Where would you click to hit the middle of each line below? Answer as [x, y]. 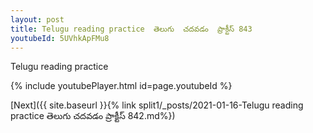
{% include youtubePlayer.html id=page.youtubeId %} [121, 86]
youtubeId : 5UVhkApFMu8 [60, 38]
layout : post [37, 19]
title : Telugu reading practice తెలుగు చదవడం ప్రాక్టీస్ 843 [131, 29]
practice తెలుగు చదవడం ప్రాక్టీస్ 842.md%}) [93, 116]
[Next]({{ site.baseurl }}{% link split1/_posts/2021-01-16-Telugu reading [157, 105]
